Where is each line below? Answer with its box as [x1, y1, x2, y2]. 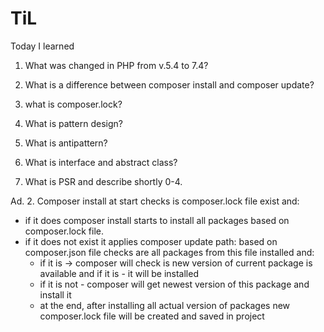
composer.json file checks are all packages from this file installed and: [24, 246, 315, 258]
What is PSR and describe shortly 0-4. [24, 175, 183, 187]
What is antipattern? [24, 137, 108, 149]
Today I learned [10, 40, 75, 52]
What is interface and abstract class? [24, 156, 178, 168]
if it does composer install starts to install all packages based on [24, 214, 290, 226]
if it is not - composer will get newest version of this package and [39, 278, 310, 290]
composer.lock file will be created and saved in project [39, 310, 265, 322]
